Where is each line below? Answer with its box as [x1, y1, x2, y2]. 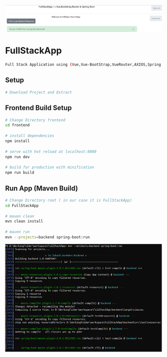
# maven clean [5, 214, 35, 219]
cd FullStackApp [5, 203, 39, 208]
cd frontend [5, 123, 30, 128]
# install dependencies [5, 133, 55, 138]
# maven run [5, 230, 30, 235]
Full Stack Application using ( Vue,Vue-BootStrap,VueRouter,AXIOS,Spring [5, 62, 162, 67]
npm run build [5, 170, 35, 175]
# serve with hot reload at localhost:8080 [5, 149, 97, 154]
